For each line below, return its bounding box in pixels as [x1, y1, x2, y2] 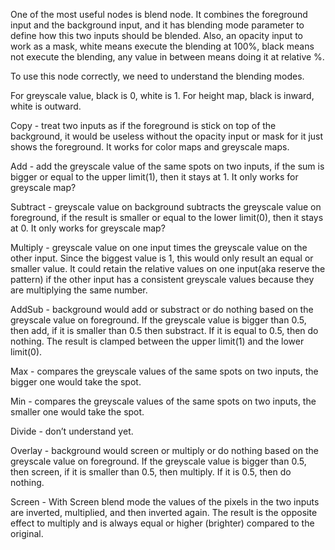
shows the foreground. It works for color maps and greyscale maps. [10, 141, 290, 153]
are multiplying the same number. [10, 284, 148, 296]
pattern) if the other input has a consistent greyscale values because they [10, 274, 315, 285]
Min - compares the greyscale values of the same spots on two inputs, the [10, 395, 317, 407]
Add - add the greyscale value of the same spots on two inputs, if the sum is [10, 160, 325, 172]
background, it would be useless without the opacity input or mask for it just [10, 130, 324, 142]
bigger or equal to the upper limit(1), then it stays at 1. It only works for [10, 171, 299, 183]
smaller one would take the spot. [10, 406, 145, 418]
